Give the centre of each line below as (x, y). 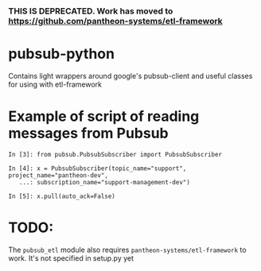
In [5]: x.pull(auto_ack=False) (62, 196)
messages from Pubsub (88, 134)
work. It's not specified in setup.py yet (71, 258)
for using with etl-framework (55, 84)
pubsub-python (62, 54)
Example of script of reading (104, 116)
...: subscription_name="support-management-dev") (105, 182)
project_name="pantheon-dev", (58, 175)
